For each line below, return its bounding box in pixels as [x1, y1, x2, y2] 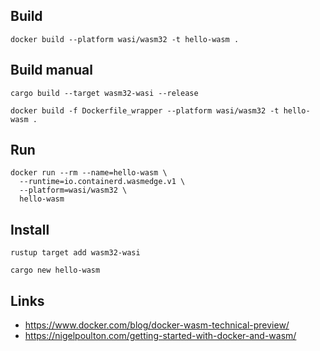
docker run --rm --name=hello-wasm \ [10, 168, 168, 178]
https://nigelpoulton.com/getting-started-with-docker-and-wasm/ [24, 330, 297, 342]
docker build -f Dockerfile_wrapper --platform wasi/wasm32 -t [10, 105, 280, 116]
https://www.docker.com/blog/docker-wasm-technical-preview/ [24, 319, 290, 331]
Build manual [10, 62, 93, 79]
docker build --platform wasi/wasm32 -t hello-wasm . [10, 34, 240, 44]
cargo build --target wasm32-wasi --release [10, 88, 199, 98]
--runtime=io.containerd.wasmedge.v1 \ [19, 177, 186, 187]
